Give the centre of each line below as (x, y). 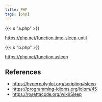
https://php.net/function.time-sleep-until (46, 38)
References (23, 72)
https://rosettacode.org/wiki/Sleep (47, 94)
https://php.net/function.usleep (37, 56)
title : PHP (16, 10)
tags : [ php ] (17, 14)
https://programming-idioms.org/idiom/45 (54, 89)
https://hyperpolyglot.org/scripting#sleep (54, 84)
